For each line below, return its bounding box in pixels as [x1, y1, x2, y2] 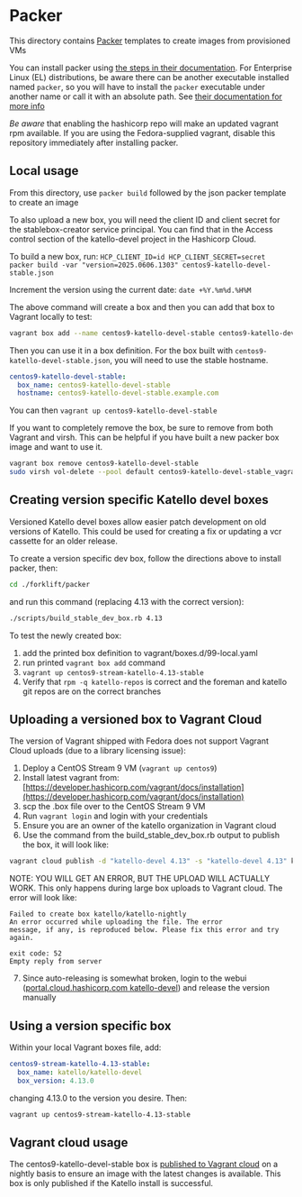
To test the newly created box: [9, 630, 122, 641]
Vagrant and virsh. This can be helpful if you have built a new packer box [9, 432, 280, 443]
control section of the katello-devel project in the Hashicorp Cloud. [9, 233, 257, 244]
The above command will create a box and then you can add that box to [9, 301, 276, 312]
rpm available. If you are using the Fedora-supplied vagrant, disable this [9, 127, 276, 138]
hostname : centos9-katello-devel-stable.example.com [17, 388, 219, 397]
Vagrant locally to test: [9, 311, 93, 322]
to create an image [9, 196, 79, 207]
